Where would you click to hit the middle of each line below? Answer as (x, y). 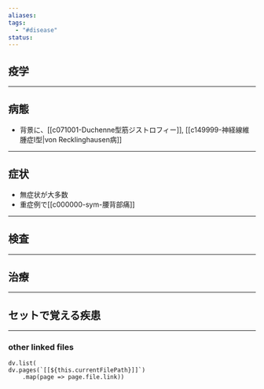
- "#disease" (37, 30)
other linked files (41, 347)
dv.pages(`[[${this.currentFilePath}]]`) (77, 370)
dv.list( (22, 363)
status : (21, 37)
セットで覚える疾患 (55, 315)
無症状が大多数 (44, 194)
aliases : (22, 15)
